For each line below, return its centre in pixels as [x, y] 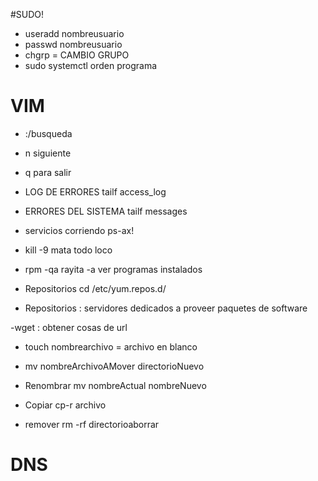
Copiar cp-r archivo [65, 405]
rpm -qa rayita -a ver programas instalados [113, 269]
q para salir [48, 172]
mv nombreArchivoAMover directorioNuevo [114, 366]
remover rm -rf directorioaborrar [92, 424]
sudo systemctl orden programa [91, 65]
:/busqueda [48, 133]
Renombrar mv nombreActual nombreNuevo [115, 385]
